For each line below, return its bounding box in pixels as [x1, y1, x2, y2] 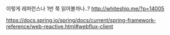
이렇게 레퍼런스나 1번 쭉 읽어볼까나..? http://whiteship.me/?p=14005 [6, 5, 165, 12]
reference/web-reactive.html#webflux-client [6, 23, 113, 30]
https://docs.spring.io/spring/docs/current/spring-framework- [6, 17, 157, 23]
